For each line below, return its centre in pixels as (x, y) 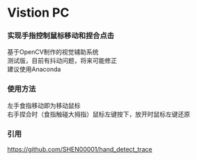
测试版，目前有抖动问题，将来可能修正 (62, 61)
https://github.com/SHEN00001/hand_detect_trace (80, 150)
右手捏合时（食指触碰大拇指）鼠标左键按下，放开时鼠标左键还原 (98, 114)
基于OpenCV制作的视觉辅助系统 (53, 52)
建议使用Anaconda (34, 69)
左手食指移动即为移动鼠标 (44, 105)
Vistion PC (38, 13)
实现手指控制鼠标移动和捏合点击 (61, 36)
